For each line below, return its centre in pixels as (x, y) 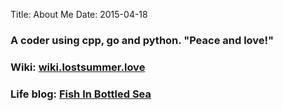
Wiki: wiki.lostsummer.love (78, 67)
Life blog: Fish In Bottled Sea (81, 94)
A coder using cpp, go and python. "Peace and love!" (142, 40)
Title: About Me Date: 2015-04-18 (79, 14)
